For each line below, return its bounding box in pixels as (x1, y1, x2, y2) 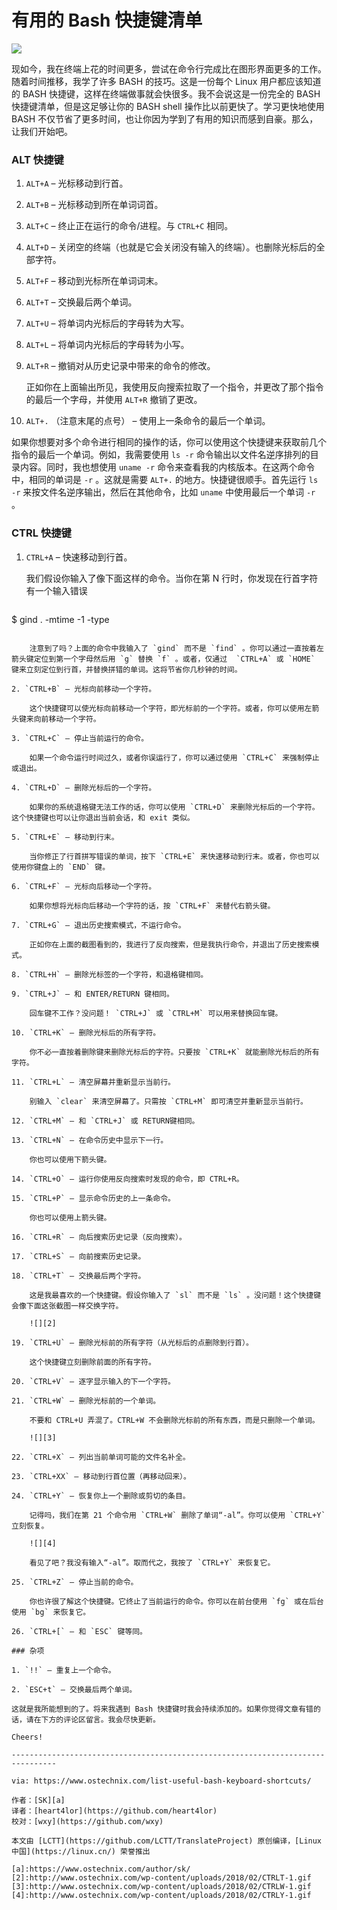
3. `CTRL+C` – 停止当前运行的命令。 (11, 733, 149, 743)
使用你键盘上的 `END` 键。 (11, 862, 111, 872)
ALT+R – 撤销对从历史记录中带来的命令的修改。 (25, 360, 216, 372)
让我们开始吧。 (11, 125, 73, 137)
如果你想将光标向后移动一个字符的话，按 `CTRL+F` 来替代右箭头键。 (29, 901, 276, 911)
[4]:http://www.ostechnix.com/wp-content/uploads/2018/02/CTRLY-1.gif (11, 1890, 312, 1900)
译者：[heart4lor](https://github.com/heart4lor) (11, 1806, 218, 1816)
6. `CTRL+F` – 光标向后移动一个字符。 (11, 881, 157, 891)
